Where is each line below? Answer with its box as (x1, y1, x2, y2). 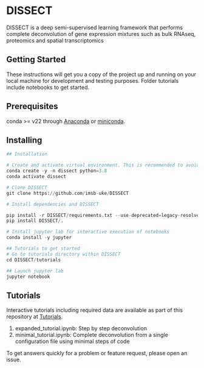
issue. (6, 356, 21, 363)
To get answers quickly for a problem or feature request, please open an (6, 350, 188, 357)
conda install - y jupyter (6, 235, 72, 241)
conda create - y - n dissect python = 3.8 (6, 168, 107, 174)
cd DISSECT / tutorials (6, 257, 61, 263)
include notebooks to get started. (6, 83, 90, 91)
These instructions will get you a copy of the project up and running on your (6, 71, 196, 78)
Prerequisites (6, 101, 58, 111)
